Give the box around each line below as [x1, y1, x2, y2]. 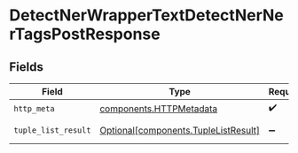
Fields [9, 59, 44, 74]
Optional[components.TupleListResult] [99, 125, 260, 136]
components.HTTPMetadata [99, 103, 218, 115]
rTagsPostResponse [9, 24, 161, 44]
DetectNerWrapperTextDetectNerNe [9, 5, 284, 26]
